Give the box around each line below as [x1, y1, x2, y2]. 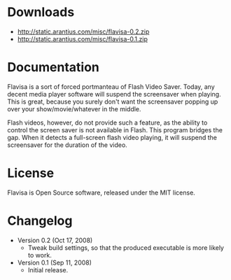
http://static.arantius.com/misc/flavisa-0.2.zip [17, 27, 150, 36]
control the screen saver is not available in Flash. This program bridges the [7, 125, 223, 134]
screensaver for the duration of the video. [7, 141, 127, 149]
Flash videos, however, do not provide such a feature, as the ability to [7, 118, 208, 127]
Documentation [7, 59, 100, 76]
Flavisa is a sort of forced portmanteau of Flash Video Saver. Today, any [7, 82, 215, 91]
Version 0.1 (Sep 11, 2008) [17, 258, 92, 267]
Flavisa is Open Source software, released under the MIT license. [7, 188, 196, 197]
